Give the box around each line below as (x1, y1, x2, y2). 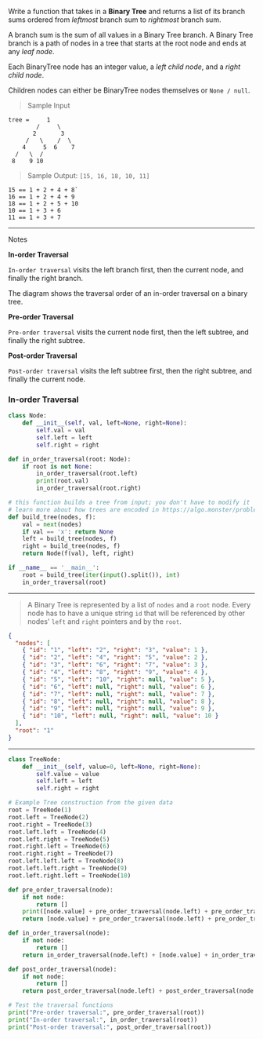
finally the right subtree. (8, 336, 85, 345)
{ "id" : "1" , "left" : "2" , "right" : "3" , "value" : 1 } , (22, 647, 209, 654)
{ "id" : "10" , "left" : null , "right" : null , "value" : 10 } (22, 712, 219, 720)
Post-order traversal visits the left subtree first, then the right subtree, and (8, 366, 252, 375)
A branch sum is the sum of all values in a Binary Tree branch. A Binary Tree (8, 31, 254, 39)
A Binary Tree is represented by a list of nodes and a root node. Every (27, 600, 251, 609)
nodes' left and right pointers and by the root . (27, 616, 182, 626)
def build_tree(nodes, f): (8, 513, 96, 521)
